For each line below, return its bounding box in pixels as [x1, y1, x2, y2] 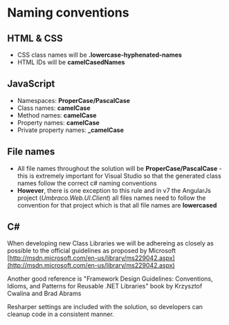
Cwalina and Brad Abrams [7, 289, 82, 298]
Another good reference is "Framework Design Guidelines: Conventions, [7, 275, 213, 283]
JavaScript [7, 78, 55, 90]
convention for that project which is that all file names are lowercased [17, 201, 217, 209]
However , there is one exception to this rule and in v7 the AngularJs [17, 186, 211, 194]
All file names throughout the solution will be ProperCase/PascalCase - [17, 164, 223, 172]
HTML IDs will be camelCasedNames [17, 58, 125, 66]
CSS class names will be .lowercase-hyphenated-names [17, 50, 182, 59]
